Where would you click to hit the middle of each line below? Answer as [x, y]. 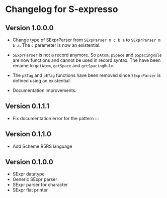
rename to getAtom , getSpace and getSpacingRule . [63, 66]
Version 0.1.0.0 [29, 162]
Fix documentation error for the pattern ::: [56, 118]
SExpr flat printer [30, 190]
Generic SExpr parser [35, 179]
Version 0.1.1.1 [27, 106]
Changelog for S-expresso [62, 9]
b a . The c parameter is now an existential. [56, 45]
